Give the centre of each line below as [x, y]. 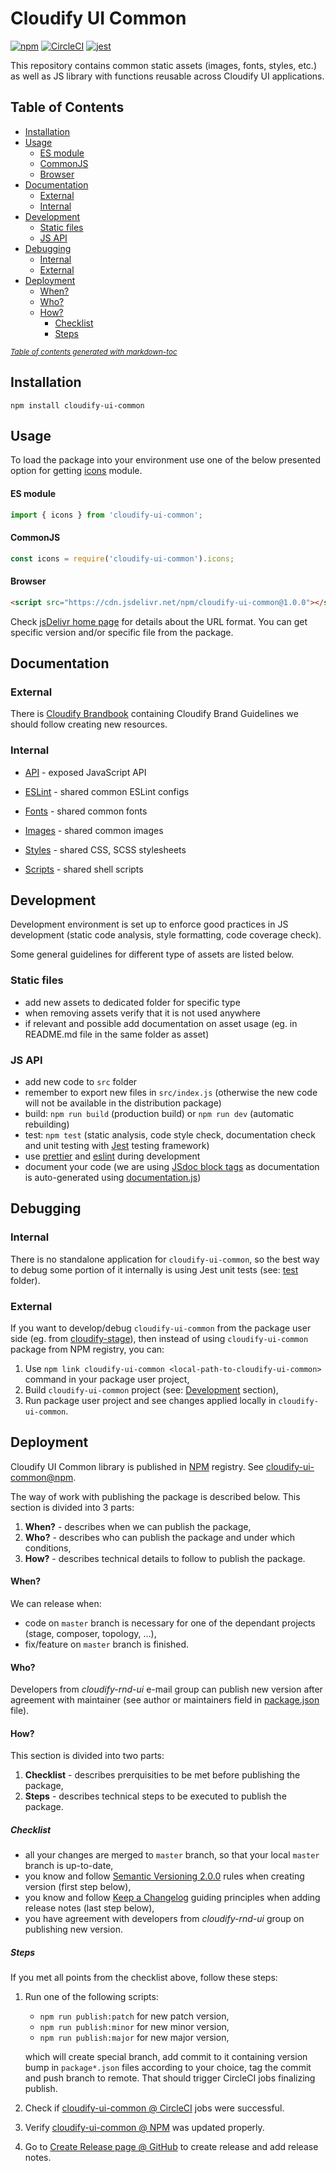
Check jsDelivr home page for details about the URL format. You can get [159, 621]
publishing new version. [73, 1929]
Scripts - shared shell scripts [84, 869]
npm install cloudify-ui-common [77, 405]
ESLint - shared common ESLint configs [107, 791]
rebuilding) [47, 1124]
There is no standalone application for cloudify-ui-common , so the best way [165, 1259]
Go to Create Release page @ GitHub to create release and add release [171, 2147]
